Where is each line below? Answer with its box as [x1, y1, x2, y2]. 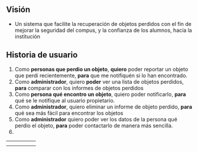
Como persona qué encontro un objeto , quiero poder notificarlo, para [14, 91, 186, 98]
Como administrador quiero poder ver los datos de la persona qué [14, 115, 177, 123]
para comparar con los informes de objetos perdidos [14, 84, 144, 91]
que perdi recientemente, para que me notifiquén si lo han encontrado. [14, 72, 188, 79]
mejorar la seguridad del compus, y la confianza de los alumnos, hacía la [14, 27, 192, 34]
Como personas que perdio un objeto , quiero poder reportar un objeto [14, 65, 189, 72]
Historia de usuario [6, 50, 78, 60]
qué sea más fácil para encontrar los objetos [14, 109, 124, 117]
